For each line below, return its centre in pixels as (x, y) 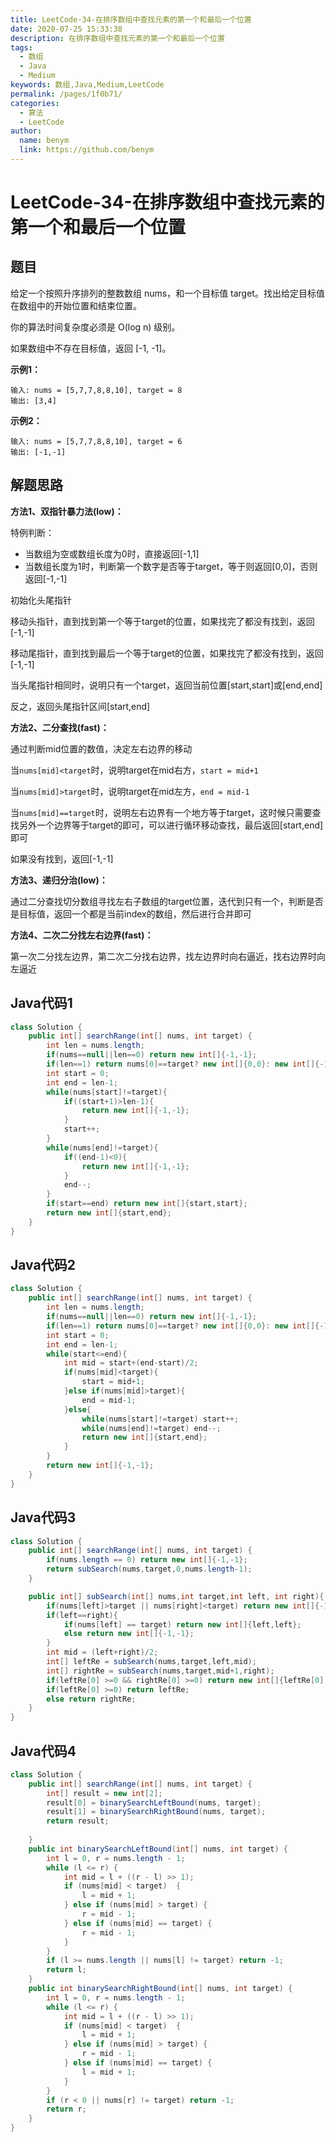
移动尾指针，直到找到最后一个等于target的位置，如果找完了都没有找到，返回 (167, 653)
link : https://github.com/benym (87, 150)
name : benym (44, 141)
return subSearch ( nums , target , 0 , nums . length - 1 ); (149, 1569)
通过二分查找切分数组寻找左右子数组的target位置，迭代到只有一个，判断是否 (167, 901)
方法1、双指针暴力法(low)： (67, 511)
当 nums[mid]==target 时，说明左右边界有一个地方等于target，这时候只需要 (161, 812)
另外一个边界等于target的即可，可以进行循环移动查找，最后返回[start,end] (171, 825)
